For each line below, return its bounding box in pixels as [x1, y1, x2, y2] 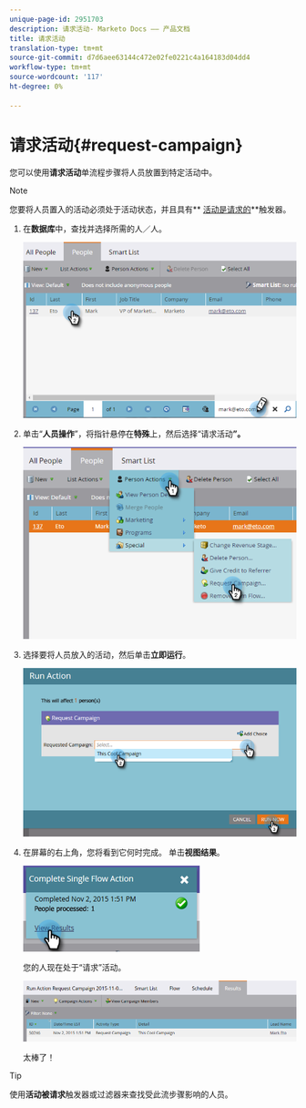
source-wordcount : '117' [9, 73, 104, 82]
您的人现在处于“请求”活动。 [22, 962, 127, 973]
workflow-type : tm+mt [9, 63, 92, 72]
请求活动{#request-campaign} [9, 135, 243, 155]
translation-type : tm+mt [9, 44, 104, 53]
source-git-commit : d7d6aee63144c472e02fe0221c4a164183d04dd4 [9, 53, 250, 63]
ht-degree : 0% [9, 82, 64, 91]
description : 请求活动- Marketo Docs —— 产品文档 [9, 24, 191, 34]
